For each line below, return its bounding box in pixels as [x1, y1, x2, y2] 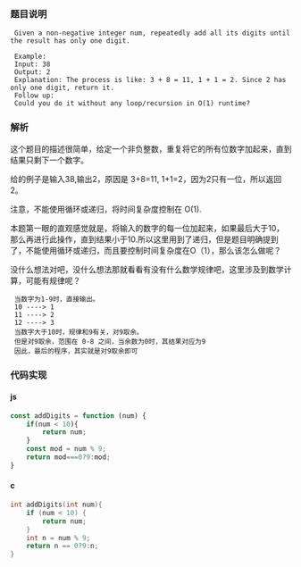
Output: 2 [13, 68, 51, 77]
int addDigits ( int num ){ [10, 500, 103, 510]
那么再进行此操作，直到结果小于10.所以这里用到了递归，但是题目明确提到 [10, 234, 280, 245]
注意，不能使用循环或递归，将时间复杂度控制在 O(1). [10, 204, 202, 214]
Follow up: [13, 91, 54, 100]
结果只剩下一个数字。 [10, 154, 88, 165]
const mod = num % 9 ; [26, 445, 106, 454]
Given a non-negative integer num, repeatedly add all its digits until [13, 29, 291, 38]
